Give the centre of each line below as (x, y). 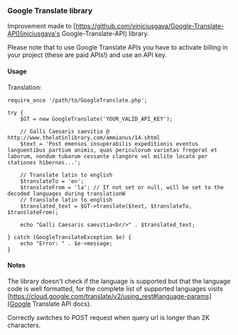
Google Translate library (50, 11)
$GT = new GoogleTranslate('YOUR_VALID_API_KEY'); (97, 119)
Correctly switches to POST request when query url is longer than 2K (109, 317)
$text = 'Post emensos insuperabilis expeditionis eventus (109, 144)
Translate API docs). (62, 304)
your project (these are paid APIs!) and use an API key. (87, 55)
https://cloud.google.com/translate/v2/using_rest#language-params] (110, 296)
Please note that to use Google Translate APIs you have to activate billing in (118, 48)
